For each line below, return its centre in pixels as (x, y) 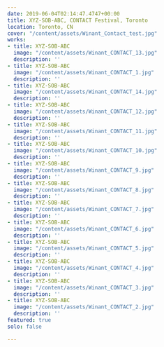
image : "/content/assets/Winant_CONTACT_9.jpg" (84, 170)
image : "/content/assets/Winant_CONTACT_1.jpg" (84, 72)
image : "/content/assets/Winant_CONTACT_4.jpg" (84, 268)
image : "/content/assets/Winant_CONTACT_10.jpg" (85, 151)
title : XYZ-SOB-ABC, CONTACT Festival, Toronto (78, 20)
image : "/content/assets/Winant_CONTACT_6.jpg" (84, 229)
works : (17, 40)
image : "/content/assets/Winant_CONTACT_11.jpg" (85, 131)
